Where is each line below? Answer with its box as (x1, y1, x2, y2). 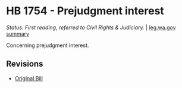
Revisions (6, 59, 43, 69)
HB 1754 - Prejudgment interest (6, 4, 165, 18)
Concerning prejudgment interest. (6, 42, 89, 49)
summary (6, 30, 30, 37)
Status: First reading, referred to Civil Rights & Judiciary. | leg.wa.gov (6, 24, 177, 31)
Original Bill (14, 74, 43, 81)
